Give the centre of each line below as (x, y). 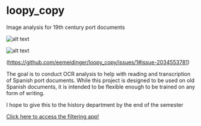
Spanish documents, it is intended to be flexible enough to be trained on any (101, 87)
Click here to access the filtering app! (53, 116)
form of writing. (26, 93)
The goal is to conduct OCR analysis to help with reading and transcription (98, 74)
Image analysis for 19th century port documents (66, 27)
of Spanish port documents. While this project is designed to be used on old (100, 80)
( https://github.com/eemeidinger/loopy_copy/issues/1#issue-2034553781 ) (98, 62)
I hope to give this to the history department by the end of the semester (95, 105)
